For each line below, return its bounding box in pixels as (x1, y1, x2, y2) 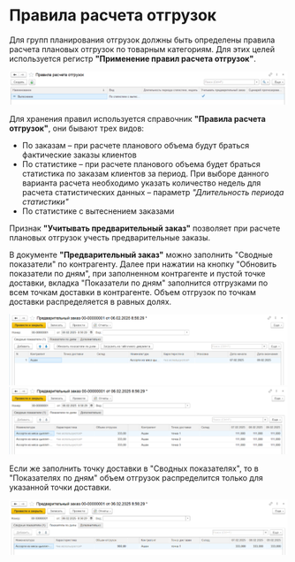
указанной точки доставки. (9, 482, 112, 493)
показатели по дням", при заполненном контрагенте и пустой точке (9, 268, 266, 278)
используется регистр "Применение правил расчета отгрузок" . (9, 53, 256, 64)
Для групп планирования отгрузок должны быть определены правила (9, 34, 276, 45)
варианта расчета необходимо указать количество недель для (21, 178, 261, 188)
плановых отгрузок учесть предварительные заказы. (9, 232, 211, 243)
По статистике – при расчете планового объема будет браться (21, 158, 261, 169)
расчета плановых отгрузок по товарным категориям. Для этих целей (9, 43, 276, 54)
